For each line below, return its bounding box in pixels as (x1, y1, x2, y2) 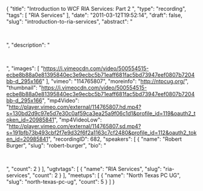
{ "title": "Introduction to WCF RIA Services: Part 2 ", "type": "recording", (6, 5, 186, 12)
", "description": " (6, 42, 50, 48)
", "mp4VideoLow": (54, 116, 102, 123)
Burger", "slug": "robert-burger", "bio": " (6, 142, 107, 149)
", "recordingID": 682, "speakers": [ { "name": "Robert (48, 135, 182, 143)
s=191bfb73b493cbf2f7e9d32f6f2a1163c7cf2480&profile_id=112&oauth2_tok (6, 129, 197, 136)
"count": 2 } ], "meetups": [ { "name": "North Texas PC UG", (32, 172, 181, 179)
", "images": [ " (6, 65, 43, 72)
